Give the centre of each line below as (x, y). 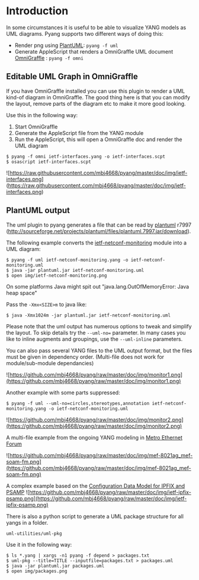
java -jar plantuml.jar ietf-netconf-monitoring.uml (78, 270)
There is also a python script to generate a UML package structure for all (95, 516)
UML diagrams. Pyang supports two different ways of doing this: (85, 33)
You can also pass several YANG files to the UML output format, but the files (99, 350)
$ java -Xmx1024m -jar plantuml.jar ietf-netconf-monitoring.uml (88, 315)
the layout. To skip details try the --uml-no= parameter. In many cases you (96, 333)
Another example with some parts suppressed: (63, 392)
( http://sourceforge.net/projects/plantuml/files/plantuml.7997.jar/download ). (99, 231)
